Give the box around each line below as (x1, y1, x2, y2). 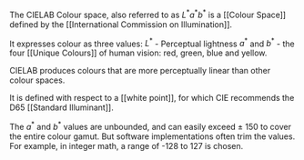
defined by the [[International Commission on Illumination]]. (9, 18, 233, 30)
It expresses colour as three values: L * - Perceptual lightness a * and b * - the (9, 36, 296, 49)
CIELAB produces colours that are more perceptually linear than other (9, 65, 271, 76)
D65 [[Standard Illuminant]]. (9, 102, 114, 113)
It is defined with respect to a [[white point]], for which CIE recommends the (9, 93, 295, 104)
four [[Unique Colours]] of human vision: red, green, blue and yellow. (9, 47, 268, 58)
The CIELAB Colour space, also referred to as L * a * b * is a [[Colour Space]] (9, 8, 287, 20)
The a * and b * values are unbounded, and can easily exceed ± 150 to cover (9, 120, 291, 132)
